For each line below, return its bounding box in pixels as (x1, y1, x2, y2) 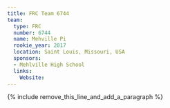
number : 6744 (13, 29, 51, 36)
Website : (19, 74, 45, 81)
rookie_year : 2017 (13, 42, 67, 49)
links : (13, 67, 32, 74)
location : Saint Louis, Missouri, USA (13, 49, 126, 56)
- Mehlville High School (13, 61, 85, 68)
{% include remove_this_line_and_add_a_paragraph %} (7, 93, 164, 101)
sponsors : (13, 55, 41, 62)
